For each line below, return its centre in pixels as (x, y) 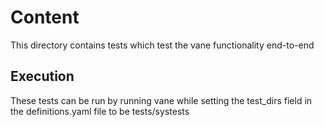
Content (45, 17)
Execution (42, 76)
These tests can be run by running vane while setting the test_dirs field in (161, 100)
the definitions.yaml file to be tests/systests (100, 111)
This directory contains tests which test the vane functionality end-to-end (162, 45)
